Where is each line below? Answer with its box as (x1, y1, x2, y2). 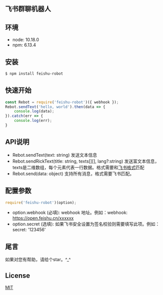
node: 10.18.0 (12, 37, 39, 43)
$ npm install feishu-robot (5, 71, 64, 76)
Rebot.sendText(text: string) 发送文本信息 (12, 152, 97, 158)
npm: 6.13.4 (12, 42, 36, 48)
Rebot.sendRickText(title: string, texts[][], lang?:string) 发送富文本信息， (12, 158, 160, 164)
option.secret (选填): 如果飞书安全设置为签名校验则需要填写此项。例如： (12, 221, 160, 227)
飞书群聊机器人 (5, 4, 51, 13)
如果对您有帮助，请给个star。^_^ (5, 257, 71, 263)
